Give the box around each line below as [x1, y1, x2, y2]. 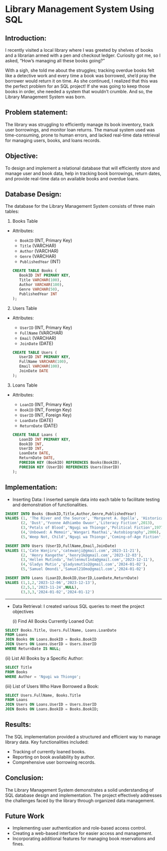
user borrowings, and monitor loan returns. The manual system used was [5, 127, 155, 133]
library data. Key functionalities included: [5, 739, 89, 745]
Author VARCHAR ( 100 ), [19, 283, 64, 287]
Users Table [12, 305, 37, 311]
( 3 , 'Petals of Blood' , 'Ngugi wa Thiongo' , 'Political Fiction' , [20, 525, 155, 530]
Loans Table [12, 382, 38, 388]
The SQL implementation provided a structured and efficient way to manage [5, 733, 161, 739]
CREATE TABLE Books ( [12, 268, 57, 274]
